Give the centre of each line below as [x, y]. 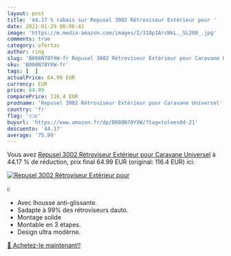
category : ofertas [33, 45]
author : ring [26, 52]
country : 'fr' [27, 109]
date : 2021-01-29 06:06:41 [46, 26]
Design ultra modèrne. [49, 232]
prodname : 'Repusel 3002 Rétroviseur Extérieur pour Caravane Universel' [115, 103]
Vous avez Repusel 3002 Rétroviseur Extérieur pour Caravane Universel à [112, 155]
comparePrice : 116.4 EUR [43, 97]
